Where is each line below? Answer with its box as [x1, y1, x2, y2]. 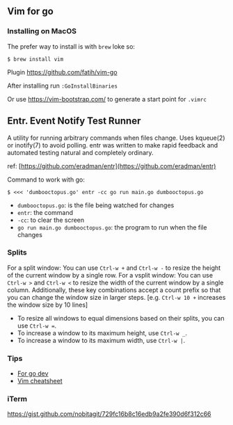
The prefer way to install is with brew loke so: [7, 42, 136, 51]
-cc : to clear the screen [17, 216, 85, 224]
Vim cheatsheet [17, 377, 63, 385]
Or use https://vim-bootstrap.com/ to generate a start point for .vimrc [7, 95, 207, 103]
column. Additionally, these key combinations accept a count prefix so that [7, 285, 221, 294]
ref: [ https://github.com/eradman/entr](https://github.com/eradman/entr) [7, 161, 216, 170]
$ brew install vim [7, 56, 64, 63]
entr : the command [17, 208, 73, 216]
